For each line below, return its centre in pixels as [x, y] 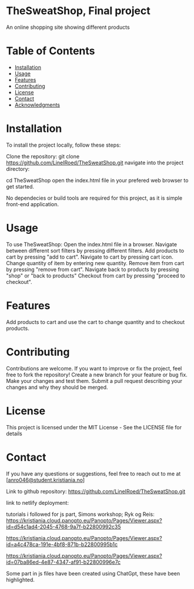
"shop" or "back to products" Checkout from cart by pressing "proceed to [96, 276]
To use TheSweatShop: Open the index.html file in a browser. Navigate [92, 244]
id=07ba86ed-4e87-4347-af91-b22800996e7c [63, 562]
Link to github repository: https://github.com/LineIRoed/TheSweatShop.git [96, 491]
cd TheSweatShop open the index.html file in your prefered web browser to [97, 180]
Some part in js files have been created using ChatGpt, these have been [93, 573]
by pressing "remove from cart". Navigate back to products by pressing [93, 269]
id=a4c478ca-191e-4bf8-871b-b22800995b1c [62, 544]
